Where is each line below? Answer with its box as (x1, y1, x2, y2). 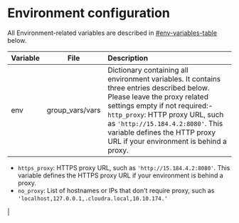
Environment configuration (7, 5, 171, 21)
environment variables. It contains (107, 73, 221, 83)
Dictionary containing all (107, 65, 188, 75)
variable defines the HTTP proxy (107, 127, 216, 137)
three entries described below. (107, 83, 210, 93)
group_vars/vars (46, 105, 101, 115)
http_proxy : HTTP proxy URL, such (107, 109, 224, 119)
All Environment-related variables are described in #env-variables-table (7, 28, 218, 37)
